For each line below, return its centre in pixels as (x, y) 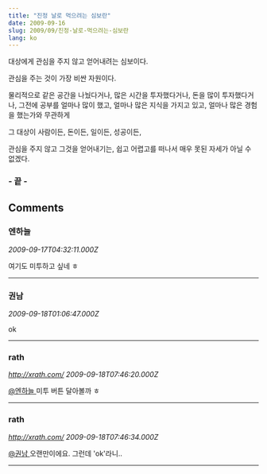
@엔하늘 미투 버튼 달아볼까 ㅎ (54, 391)
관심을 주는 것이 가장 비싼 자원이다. (62, 78)
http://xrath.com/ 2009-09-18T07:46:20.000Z (83, 375)
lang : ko (23, 38)
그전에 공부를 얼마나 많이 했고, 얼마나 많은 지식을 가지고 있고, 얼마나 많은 (131, 105)
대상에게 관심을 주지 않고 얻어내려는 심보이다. (78, 61)
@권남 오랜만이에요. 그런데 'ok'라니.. (66, 453)
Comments (36, 208)
